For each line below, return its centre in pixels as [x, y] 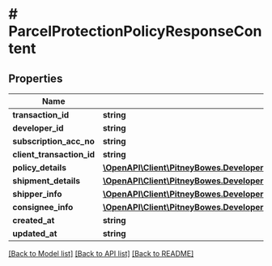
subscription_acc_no [54, 141]
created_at [34, 220]
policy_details [40, 167]
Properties [36, 78]
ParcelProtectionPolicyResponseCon [135, 31]
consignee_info [43, 207]
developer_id [38, 128]
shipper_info [37, 194]
